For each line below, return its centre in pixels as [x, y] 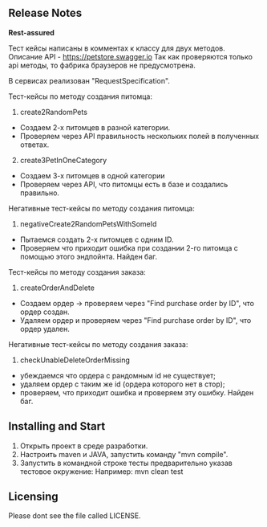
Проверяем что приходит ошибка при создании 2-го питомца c [129, 247]
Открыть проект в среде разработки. [84, 446]
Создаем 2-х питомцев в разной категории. [95, 127]
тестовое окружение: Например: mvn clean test [101, 471]
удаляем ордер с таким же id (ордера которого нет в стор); [123, 384]
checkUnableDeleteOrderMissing [75, 360]
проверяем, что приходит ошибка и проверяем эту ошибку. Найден [137, 392]
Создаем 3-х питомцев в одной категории [93, 175]
